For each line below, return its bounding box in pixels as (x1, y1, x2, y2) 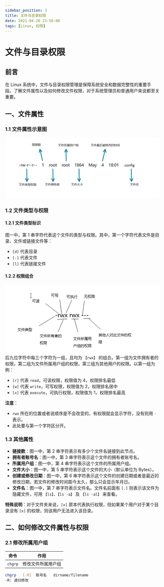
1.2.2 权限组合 (5, 273, 34, 279)
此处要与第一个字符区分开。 (12, 423, 69, 428)
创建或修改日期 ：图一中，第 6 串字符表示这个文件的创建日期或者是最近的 (12, 473, 159, 479)
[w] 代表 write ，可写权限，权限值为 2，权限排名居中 (12, 383, 118, 389)
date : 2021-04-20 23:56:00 (5, 18, 60, 23)
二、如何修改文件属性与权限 (5, 523, 89, 532)
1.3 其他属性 (5, 436, 34, 443)
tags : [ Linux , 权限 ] (5, 24, 46, 28)
